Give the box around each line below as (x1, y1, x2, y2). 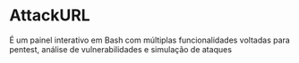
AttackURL (9, 5, 91, 26)
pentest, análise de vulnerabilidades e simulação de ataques (9, 43, 233, 54)
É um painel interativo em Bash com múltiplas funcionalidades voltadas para (9, 35, 291, 45)
